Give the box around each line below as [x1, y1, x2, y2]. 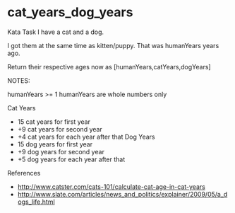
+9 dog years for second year [17, 147, 104, 156]
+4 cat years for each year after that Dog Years [17, 132, 155, 141]
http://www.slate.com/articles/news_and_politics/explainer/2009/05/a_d [17, 190, 228, 198]
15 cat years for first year [17, 117, 90, 126]
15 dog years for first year [17, 139, 93, 149]
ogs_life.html [17, 197, 55, 206]
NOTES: [7, 76, 30, 85]
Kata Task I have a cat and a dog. [7, 28, 104, 36]
